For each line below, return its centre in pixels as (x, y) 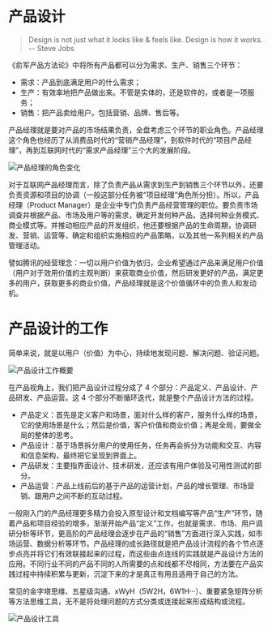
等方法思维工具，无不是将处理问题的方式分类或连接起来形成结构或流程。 (129, 601)
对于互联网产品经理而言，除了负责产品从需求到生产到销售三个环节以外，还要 (136, 184)
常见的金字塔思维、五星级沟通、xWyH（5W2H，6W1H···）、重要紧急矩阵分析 (136, 591)
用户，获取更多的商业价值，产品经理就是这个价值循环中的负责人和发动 (139, 283)
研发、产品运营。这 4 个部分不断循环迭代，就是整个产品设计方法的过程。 (136, 397)
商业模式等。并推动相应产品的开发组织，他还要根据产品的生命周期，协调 (129, 225)
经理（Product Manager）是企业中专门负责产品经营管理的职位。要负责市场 (133, 204)
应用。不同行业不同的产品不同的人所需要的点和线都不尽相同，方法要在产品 (132, 564)
